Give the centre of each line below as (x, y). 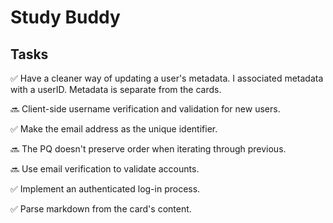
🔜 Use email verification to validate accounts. (105, 169)
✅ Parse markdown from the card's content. (101, 209)
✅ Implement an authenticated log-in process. (105, 189)
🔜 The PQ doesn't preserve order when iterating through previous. (148, 149)
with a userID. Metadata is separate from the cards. (116, 89)
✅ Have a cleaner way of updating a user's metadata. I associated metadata (167, 78)
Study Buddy (65, 17)
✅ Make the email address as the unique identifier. (114, 129)
